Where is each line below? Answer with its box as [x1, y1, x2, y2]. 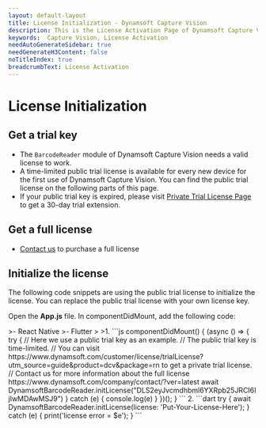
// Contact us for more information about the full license [8, 369, 190, 378]
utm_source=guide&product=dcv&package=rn [8, 361, 160, 370]
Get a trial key [8, 128, 78, 142]
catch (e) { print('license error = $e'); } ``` [8, 411, 142, 420]
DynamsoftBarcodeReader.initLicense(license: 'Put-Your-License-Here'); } [8, 403, 250, 412]
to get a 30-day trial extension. [19, 199, 121, 210]
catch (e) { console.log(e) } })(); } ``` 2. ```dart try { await [70, 394, 251, 403]
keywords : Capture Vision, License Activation [8, 33, 169, 42]
